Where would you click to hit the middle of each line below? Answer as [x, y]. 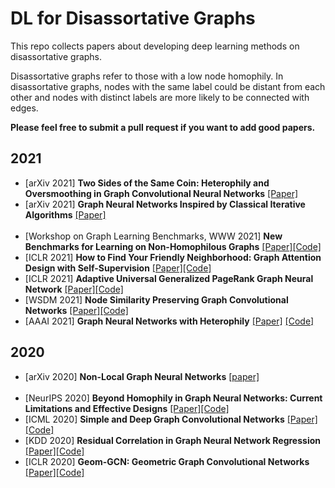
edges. [24, 108]
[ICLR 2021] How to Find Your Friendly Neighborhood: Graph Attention [173, 257]
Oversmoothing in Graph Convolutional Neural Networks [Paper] [161, 193]
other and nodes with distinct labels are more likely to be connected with [160, 97]
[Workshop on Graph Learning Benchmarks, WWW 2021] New [153, 236]
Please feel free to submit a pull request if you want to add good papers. [163, 127]
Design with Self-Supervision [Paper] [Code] [118, 268]
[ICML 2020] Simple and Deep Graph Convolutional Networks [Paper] [171, 419]
